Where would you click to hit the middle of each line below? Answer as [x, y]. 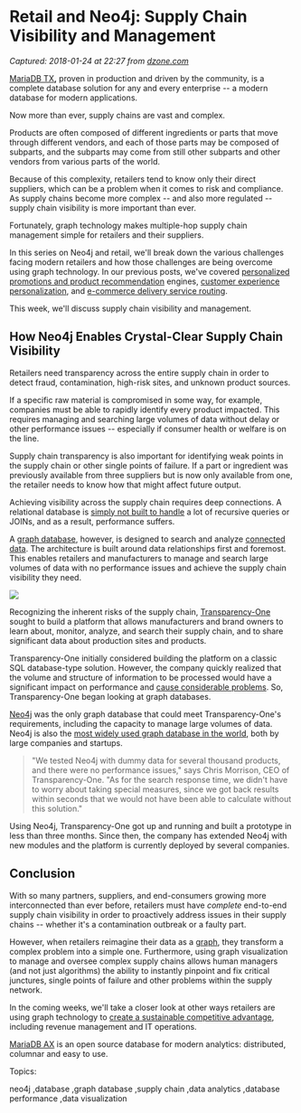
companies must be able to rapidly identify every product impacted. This [145, 410]
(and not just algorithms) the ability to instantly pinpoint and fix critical [140, 970]
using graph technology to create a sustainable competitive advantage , [142, 1017]
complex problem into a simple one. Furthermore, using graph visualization [149, 951]
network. [26, 990]
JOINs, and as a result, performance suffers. [92, 521]
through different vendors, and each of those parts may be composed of [145, 142]
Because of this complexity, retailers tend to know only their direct [132, 179]
